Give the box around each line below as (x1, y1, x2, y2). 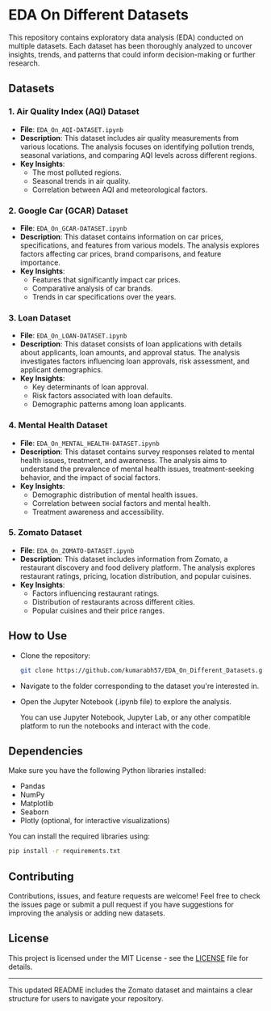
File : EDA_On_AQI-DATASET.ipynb (19, 124, 123, 134)
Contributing (8, 869, 74, 883)
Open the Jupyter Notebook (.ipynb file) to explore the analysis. (19, 696, 232, 706)
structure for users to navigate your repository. (8, 993, 164, 1003)
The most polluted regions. (31, 168, 122, 177)
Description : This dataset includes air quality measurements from (19, 133, 240, 142)
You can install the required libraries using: (8, 831, 151, 841)
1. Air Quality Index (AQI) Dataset (8, 106, 140, 117)
